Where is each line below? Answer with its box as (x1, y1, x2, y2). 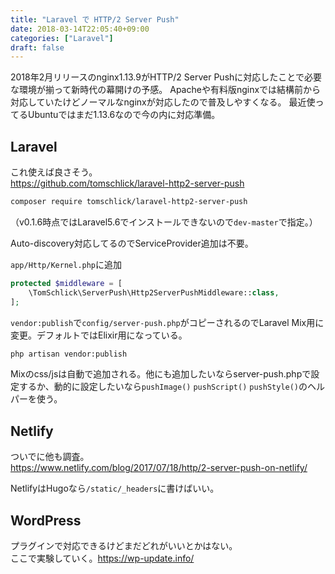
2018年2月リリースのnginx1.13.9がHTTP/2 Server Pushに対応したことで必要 (10, 71, 322, 83)
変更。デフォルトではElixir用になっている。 (10, 329, 188, 341)
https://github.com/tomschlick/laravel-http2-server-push (10, 177, 245, 190)
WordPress (10, 512, 82, 529)
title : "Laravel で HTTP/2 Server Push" (10, 14, 180, 25)
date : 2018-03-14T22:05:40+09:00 (10, 24, 150, 34)
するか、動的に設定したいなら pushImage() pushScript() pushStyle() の (18, 381, 308, 393)
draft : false (10, 42, 65, 53)
